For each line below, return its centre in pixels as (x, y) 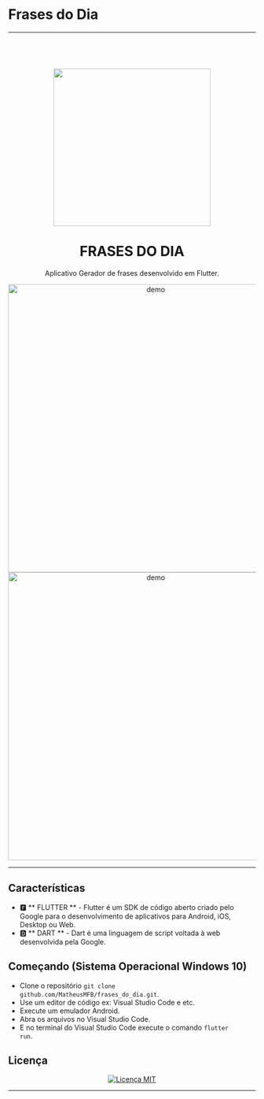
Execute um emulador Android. (70, 1011)
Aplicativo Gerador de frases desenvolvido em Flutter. (132, 273)
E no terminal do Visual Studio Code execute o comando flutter (124, 1027)
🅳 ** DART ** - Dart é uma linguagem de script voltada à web (120, 933)
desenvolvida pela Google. (62, 941)
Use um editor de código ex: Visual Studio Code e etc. (107, 1002)
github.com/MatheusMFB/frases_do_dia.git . (89, 993)
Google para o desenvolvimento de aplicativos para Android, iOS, (125, 916)
